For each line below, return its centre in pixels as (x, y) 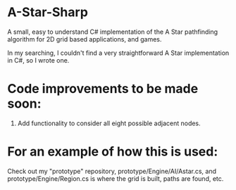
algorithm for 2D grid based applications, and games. (85, 39)
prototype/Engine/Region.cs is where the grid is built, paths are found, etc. (116, 178)
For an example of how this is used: (113, 152)
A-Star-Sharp (48, 12)
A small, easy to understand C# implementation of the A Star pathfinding (113, 32)
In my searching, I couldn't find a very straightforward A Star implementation (118, 53)
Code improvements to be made (103, 89)
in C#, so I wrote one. (38, 60)
